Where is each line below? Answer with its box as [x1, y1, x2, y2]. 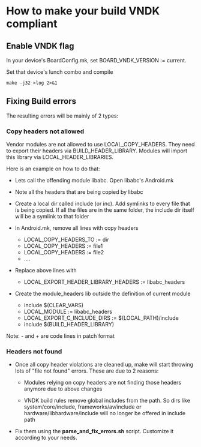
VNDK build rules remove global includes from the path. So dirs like [23, 397, 191, 404]
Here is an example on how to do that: [6, 165, 100, 172]
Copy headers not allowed [6, 127, 85, 136]
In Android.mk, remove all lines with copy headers [14, 224, 139, 232]
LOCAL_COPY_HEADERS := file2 [23, 249, 104, 256]
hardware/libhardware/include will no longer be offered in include [23, 410, 186, 417]
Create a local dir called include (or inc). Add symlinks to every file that [14, 200, 190, 208]
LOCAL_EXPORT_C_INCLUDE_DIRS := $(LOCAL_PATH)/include [23, 314, 179, 322]
